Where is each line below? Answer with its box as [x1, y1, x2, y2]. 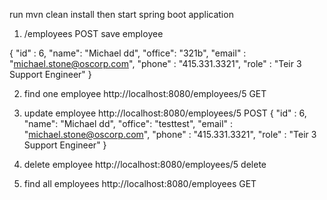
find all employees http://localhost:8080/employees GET [23, 178, 257, 189]
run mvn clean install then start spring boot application [9, 9, 234, 20]
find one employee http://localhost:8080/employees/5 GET [23, 88, 267, 99]
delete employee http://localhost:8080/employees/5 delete [23, 159, 267, 170]
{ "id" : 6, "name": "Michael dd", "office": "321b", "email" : [9, 47, 247, 59]
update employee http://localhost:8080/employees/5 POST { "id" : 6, [23, 107, 307, 119]
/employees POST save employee [23, 28, 164, 39]
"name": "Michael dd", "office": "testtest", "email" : [23, 118, 234, 129]
